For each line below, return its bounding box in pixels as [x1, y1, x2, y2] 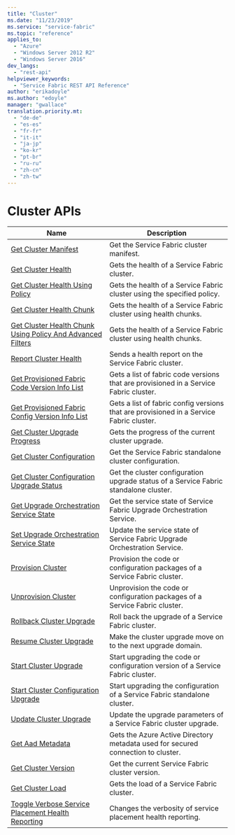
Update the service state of [109, 526, 199, 535]
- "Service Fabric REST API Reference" [13, 82, 130, 89]
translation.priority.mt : [7, 108, 83, 115]
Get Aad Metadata [10, 739, 71, 749]
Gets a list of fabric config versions [109, 398, 225, 408]
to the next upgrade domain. [109, 641, 203, 651]
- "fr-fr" [13, 127, 42, 134]
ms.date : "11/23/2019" [7, 17, 73, 24]
